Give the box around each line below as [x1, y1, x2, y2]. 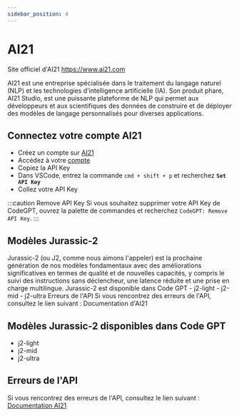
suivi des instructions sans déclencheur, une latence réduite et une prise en [7, 276, 230, 285]
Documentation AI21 [7, 401, 67, 410]
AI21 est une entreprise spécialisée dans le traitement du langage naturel [7, 78, 221, 87]
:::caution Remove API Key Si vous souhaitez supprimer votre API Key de [7, 199, 220, 208]
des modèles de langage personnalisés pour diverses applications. [7, 108, 204, 118]
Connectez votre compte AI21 [7, 129, 142, 141]
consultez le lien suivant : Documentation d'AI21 [7, 299, 148, 308]
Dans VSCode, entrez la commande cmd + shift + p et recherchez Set [17, 171, 226, 180]
